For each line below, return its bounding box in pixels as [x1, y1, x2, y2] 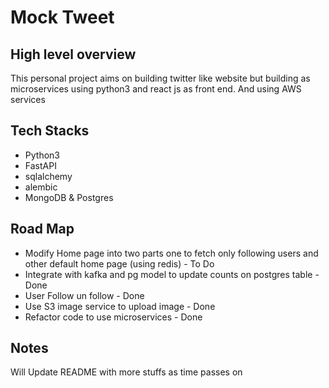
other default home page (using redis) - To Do [24, 257, 215, 270]
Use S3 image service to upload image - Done [24, 300, 216, 312]
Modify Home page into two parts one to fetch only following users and [24, 247, 319, 259]
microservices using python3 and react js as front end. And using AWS [10, 83, 302, 95]
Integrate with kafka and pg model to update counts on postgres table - [24, 268, 320, 280]
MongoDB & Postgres [24, 191, 114, 203]
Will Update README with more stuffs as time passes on [10, 366, 243, 378]
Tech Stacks [10, 122, 90, 140]
